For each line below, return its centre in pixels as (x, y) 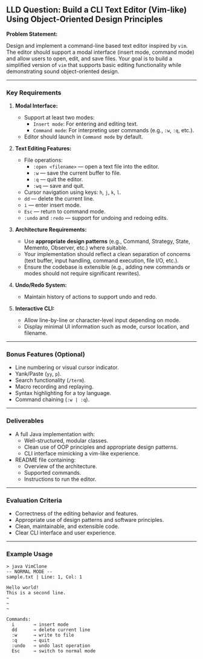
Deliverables (25, 421)
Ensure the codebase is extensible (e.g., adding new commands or (107, 267)
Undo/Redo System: (41, 285)
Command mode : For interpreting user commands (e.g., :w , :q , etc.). (114, 130)
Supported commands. (53, 472)
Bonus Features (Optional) (46, 355)
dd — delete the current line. (59, 199)
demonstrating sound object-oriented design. (63, 71)
